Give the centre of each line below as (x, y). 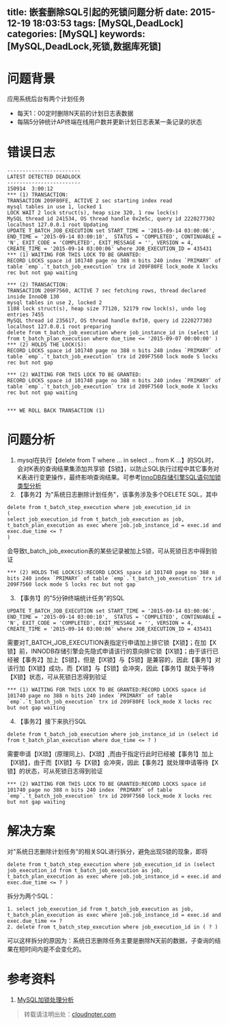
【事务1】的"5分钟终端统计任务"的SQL (71, 598)
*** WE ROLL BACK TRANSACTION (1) (56, 411)
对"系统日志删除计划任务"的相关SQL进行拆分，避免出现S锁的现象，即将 (108, 852)
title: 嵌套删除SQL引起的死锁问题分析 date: (98, 12)
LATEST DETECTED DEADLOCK (44, 177)
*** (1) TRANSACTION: (38, 195)
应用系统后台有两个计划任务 (46, 99)
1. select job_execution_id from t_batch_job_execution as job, (100, 909)
